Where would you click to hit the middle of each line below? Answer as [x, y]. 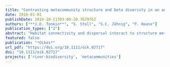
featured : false [22, 38]
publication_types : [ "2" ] [32, 29]
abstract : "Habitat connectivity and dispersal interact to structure [81, 33]
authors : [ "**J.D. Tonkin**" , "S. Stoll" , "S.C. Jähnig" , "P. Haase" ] [81, 24]
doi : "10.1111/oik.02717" [32, 52]
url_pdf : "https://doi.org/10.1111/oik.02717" [55, 47]
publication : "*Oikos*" [30, 43]
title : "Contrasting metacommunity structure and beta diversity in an [82, 10]
